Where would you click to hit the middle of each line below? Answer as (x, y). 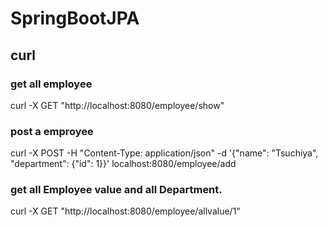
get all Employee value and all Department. (116, 190)
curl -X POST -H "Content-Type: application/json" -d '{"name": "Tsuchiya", (164, 153)
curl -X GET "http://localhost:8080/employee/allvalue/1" (125, 211)
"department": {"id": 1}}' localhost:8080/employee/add (123, 164)
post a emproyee (52, 131)
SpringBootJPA (75, 18)
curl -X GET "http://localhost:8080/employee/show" (117, 105)
